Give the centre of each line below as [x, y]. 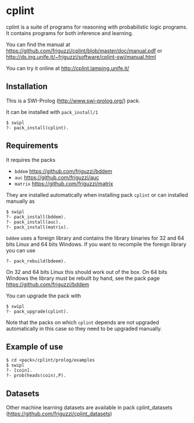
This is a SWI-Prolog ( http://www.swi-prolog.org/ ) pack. [73, 100]
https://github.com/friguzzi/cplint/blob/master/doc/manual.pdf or [84, 50]
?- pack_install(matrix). [37, 227]
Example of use [35, 347]
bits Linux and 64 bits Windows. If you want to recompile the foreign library [96, 244]
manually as [20, 201]
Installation [27, 87]
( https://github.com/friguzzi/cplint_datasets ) [59, 414]
